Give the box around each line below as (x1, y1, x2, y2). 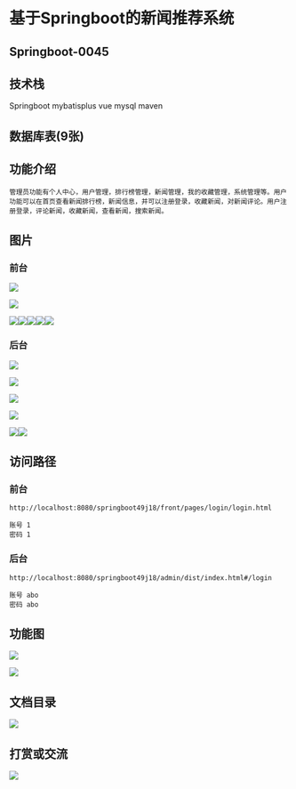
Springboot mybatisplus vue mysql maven (9, 101, 163, 111)
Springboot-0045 (9, 44, 109, 59)
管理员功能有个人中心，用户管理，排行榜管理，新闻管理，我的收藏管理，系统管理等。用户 (9, 188, 287, 197)
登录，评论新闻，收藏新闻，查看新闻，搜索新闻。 (15, 206, 169, 215)
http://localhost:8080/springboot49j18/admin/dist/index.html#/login (9, 573, 273, 583)
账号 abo (9, 591, 39, 600)
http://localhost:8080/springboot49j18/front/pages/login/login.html (9, 503, 273, 512)
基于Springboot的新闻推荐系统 (9, 8, 235, 28)
